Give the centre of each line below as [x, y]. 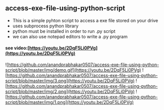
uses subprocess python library [45, 26]
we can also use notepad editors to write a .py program [70, 36]
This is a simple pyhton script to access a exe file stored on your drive [85, 20]
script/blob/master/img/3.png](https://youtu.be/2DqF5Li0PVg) [70, 81]
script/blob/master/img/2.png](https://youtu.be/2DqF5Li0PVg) [70, 92]
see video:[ [17, 48]
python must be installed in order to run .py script [64, 31]
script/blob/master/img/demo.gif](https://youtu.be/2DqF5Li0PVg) [73, 70]
